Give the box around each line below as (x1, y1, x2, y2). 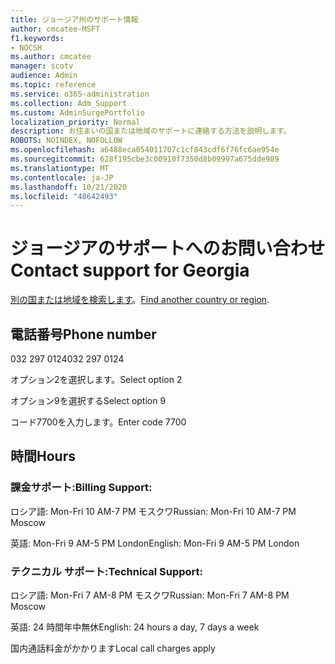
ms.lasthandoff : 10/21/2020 (10, 182, 128, 192)
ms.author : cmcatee (10, 52, 92, 62)
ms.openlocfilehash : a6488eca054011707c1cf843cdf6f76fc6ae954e (10, 145, 280, 155)
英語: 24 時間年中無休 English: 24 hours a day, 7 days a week (10, 621, 260, 633)
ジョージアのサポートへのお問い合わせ (10, 237, 326, 260)
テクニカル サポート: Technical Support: (10, 564, 203, 578)
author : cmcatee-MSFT (10, 24, 101, 34)
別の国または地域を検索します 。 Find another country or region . (10, 294, 270, 306)
